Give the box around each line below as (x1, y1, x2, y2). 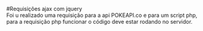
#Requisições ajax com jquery (6, 5, 83, 12)
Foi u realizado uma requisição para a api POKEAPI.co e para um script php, (6, 12, 197, 19)
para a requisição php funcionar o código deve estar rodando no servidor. (6, 18, 193, 25)
